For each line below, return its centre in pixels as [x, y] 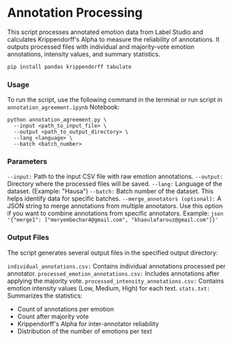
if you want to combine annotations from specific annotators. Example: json [115, 214]
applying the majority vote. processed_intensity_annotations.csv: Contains [115, 281]
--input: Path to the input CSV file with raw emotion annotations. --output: [115, 177]
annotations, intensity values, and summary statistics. [84, 54]
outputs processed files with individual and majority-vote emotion [101, 46]
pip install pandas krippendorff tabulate [69, 67]
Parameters [27, 162]
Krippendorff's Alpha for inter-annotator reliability [88, 323]
